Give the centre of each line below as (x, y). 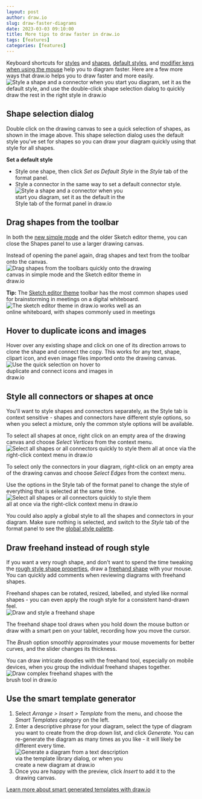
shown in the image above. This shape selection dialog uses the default (95, 135)
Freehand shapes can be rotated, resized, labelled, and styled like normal (97, 593)
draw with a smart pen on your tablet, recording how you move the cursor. (99, 630)
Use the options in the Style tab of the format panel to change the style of (98, 485)
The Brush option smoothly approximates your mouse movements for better (100, 642)
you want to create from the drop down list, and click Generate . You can (104, 732)
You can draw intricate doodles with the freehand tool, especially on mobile (100, 660)
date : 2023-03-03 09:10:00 (40, 29)
